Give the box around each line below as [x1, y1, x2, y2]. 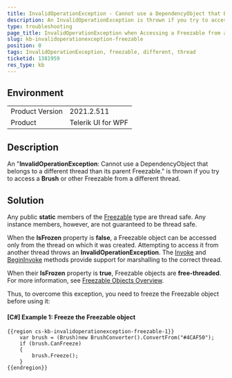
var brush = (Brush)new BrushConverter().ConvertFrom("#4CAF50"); [19, 334, 215, 341]
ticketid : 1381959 [7, 55, 60, 62]
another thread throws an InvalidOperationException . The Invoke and [7, 248, 206, 256]
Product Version [10, 106, 64, 116]
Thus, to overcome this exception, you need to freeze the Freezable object [7, 290, 220, 298]
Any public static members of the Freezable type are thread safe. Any [7, 213, 206, 221]
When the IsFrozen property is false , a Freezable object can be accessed [7, 234, 217, 242]
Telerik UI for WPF [69, 118, 129, 128]
